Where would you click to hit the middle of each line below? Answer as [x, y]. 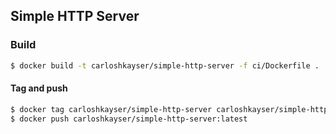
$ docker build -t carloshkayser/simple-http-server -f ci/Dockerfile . [165, 65]
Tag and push [39, 88]
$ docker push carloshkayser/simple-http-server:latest [129, 119]
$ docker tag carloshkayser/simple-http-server [111, 109]
